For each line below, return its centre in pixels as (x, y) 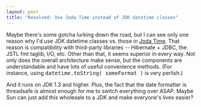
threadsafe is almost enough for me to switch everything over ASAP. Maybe (100, 91)
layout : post (22, 12)
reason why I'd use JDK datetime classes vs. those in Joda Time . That (93, 41)
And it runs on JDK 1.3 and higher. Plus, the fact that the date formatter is (97, 84)
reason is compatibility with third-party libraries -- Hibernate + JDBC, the (97, 47)
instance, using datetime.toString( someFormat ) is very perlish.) (94, 73)
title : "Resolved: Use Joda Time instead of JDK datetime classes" (92, 17)
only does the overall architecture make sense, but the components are (94, 60)
